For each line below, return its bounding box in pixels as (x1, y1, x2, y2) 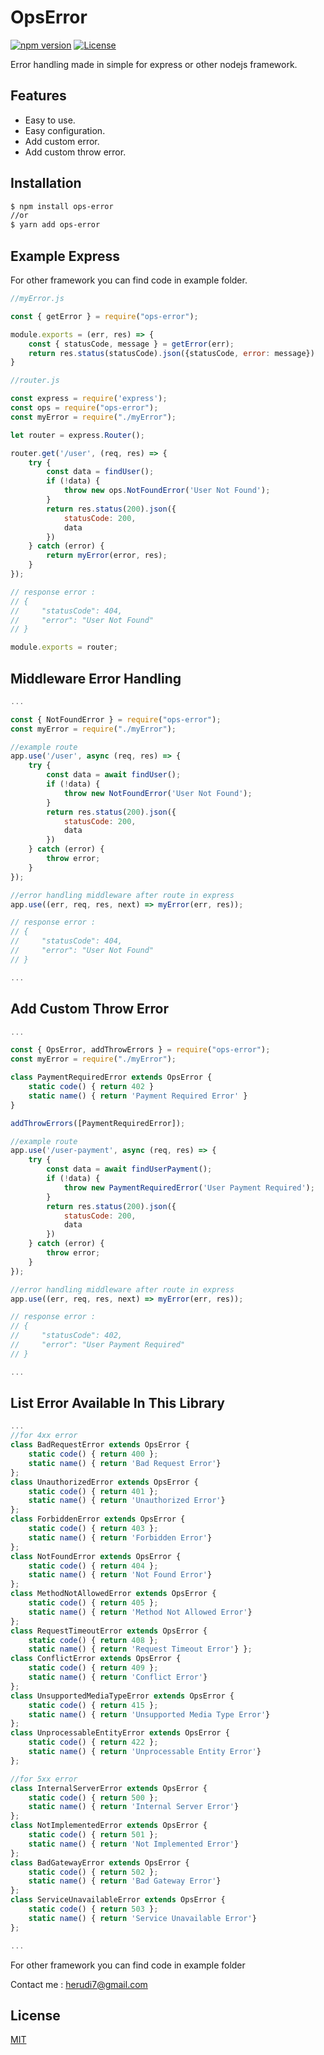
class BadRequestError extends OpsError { (10, 1440, 190, 1450)
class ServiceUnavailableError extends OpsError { (10, 1895, 226, 1905)
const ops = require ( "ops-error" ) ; (10, 403, 159, 413)
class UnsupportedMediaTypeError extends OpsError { (10, 1691, 235, 1701)
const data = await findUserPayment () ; (46, 1164, 213, 1175)
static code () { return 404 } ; (28, 1561, 159, 1571)
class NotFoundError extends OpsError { (10, 1551, 182, 1561)
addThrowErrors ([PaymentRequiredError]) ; (10, 1118, 186, 1128)
